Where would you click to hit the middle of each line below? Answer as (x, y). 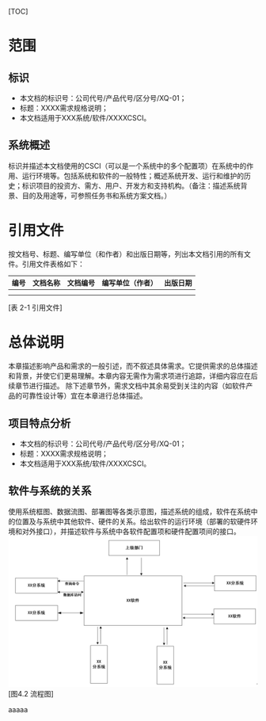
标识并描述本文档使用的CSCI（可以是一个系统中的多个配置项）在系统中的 (127, 166)
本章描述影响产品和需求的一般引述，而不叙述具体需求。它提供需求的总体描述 (133, 366)
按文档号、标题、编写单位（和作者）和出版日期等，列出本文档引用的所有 (126, 254)
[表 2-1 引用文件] (35, 307)
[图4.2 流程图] (31, 693)
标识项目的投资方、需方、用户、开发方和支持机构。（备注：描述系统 (131, 185)
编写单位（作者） (129, 283)
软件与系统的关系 (50, 491)
